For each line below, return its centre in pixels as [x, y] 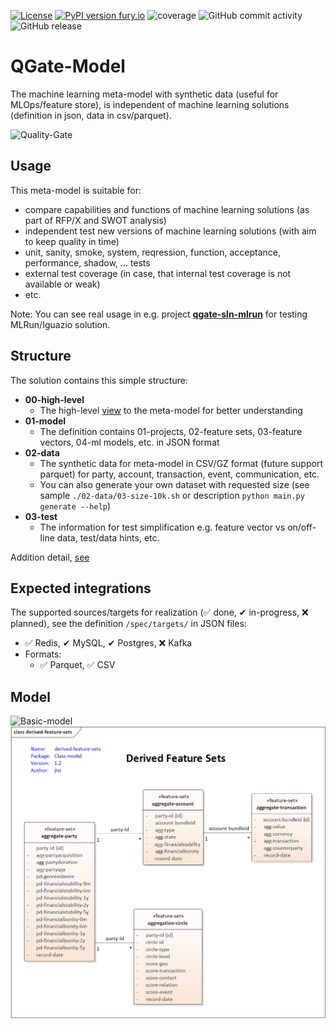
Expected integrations [81, 588]
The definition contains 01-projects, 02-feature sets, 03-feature [171, 431]
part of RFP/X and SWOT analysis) [95, 220]
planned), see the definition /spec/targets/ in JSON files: [128, 624]
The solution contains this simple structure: [99, 380]
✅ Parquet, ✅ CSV [77, 665]
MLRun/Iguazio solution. [60, 324]
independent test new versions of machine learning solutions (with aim [170, 231]
